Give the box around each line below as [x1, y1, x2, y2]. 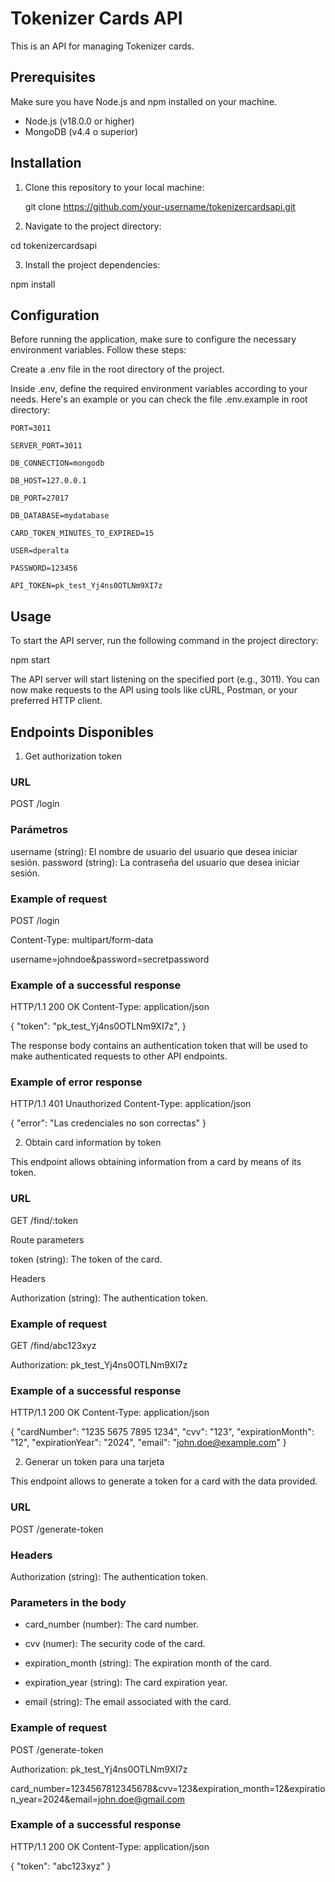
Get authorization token [24, 750, 122, 762]
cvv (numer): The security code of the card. [24, 1638, 206, 1650]
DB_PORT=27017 [10, 493, 70, 504]
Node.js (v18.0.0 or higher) [24, 115, 135, 127]
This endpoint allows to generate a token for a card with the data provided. [10, 1475, 318, 1487]
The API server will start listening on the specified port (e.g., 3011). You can [10, 673, 320, 686]
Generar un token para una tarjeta [24, 1456, 165, 1468]
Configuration [10, 307, 100, 324]
